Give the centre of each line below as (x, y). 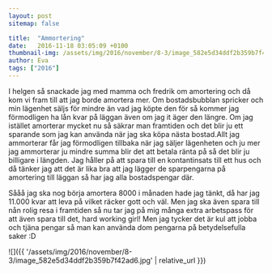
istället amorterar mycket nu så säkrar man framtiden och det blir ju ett (126, 126)
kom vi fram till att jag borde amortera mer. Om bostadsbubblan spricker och (136, 100)
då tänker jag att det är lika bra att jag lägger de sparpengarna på (117, 168)
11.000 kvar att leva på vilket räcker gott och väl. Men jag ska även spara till (134, 201)
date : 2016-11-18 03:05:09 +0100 (68, 45)
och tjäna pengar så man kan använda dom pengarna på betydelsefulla (127, 227)
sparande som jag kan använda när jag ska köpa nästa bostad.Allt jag (124, 134)
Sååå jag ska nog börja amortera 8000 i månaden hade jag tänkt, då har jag (134, 193)
